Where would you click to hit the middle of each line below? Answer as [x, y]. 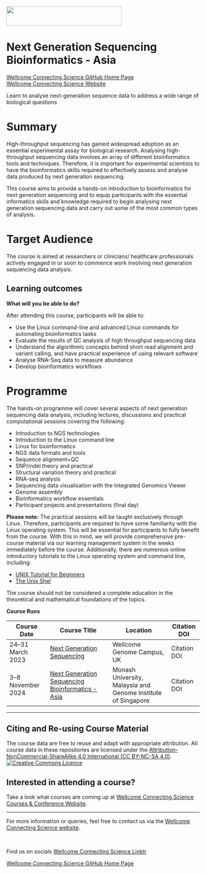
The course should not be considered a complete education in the [90, 592]
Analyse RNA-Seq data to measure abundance [74, 360]
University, [128, 677]
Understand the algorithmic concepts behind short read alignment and [104, 347]
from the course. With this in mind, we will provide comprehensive [90, 536]
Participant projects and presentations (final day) [77, 505]
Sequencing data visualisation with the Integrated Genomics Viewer [101, 485]
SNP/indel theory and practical [54, 465]
